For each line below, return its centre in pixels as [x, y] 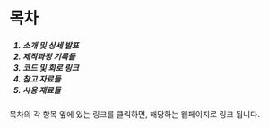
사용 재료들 [41, 90]
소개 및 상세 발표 [50, 45]
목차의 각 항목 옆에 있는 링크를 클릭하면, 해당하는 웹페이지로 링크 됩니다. [134, 115]
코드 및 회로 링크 [50, 67]
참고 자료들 [41, 79]
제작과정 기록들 [49, 56]
